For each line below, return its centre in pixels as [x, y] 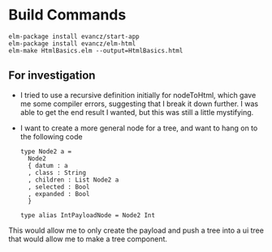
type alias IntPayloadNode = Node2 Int [88, 215]
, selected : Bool [59, 187]
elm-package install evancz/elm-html [72, 43]
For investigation [52, 76]
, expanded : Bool [59, 194]
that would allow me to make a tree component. [88, 239]
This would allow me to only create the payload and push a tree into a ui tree [136, 230]
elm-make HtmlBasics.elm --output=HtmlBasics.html [96, 50]
